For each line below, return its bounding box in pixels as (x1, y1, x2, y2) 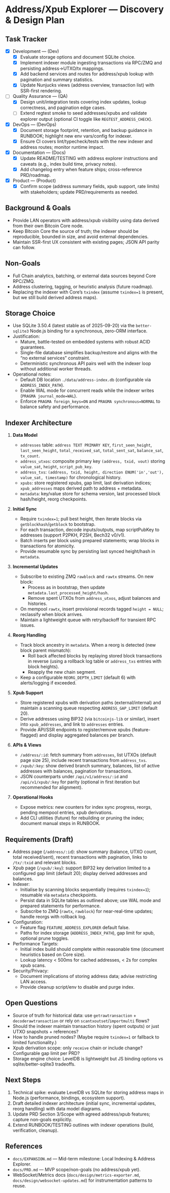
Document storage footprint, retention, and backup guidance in (20, 127, 153, 133)
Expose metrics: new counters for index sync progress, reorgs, (20, 804, 152, 810)
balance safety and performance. (20, 404, 90, 410)
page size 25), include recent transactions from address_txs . (20, 757, 147, 763)
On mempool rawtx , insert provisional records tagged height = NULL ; (20, 606, 164, 612)
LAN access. (20, 978, 47, 985)
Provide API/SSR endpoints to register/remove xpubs (20, 727, 131, 733)
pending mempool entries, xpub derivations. (20, 809, 113, 816)
